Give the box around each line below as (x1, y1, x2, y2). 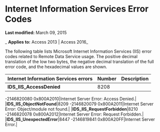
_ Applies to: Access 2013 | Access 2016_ (5, 39, 88, 44)
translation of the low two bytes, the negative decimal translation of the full (5, 59, 154, 64)
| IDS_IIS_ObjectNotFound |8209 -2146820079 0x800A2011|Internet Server (5, 101, 154, 107)
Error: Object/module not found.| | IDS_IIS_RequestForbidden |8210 (5, 106, 138, 112)
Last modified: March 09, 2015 (5, 29, 67, 35)
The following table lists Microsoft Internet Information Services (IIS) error (5, 48, 152, 54)
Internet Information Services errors (7, 75, 93, 82)
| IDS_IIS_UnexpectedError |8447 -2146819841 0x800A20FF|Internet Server (5, 116, 155, 122)
